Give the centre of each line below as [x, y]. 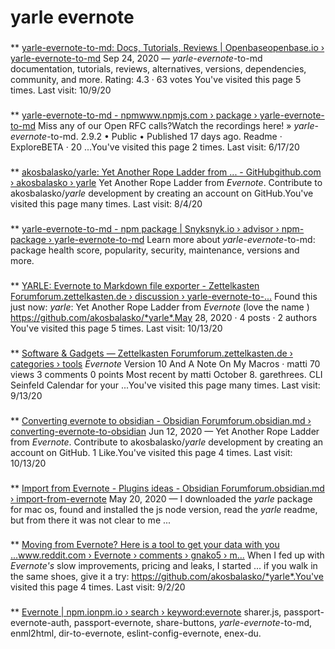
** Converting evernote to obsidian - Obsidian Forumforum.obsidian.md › [161, 420]
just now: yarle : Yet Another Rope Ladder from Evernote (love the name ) [160, 307]
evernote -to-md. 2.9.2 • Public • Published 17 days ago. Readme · [146, 137]
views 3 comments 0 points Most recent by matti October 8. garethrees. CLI [166, 374]
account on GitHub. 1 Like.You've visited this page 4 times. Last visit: [151, 452]
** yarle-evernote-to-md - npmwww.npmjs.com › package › [134, 115]
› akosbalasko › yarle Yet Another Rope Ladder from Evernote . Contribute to [166, 182]
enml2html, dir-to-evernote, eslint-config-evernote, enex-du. [136, 633]
